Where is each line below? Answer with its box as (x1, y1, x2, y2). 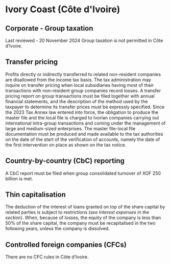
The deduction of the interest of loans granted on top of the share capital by (5, 204, 165, 210)
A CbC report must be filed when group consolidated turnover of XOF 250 (5, 170, 161, 176)
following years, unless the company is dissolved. (5, 226, 110, 232)
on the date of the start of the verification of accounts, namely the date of (5, 136, 160, 142)
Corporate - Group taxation (5, 24, 93, 33)
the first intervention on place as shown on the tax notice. (5, 141, 127, 148)
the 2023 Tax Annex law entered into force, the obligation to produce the (5, 109, 159, 115)
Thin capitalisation (5, 190, 66, 199)
